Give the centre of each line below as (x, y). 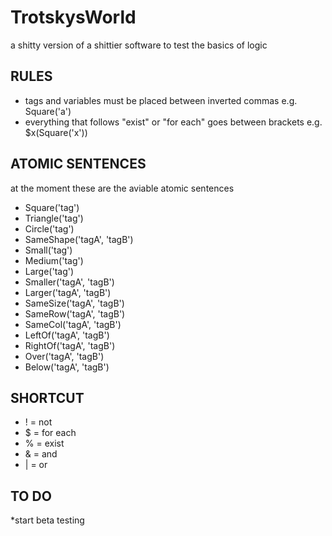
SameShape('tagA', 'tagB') (79, 239)
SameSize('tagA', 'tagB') (74, 303)
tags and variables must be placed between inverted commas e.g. (161, 100)
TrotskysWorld (73, 17)
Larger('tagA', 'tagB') (68, 292)
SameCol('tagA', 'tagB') (73, 324)
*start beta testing (47, 520)
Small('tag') (48, 250)
